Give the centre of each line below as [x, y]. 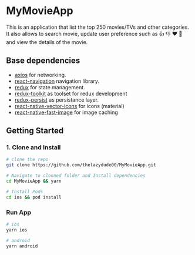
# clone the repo [27, 160]
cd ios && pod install [34, 197]
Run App [19, 212]
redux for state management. [50, 87]
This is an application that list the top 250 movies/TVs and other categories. [97, 27]
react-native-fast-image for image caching [66, 112]
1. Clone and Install [33, 147]
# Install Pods [25, 192]
